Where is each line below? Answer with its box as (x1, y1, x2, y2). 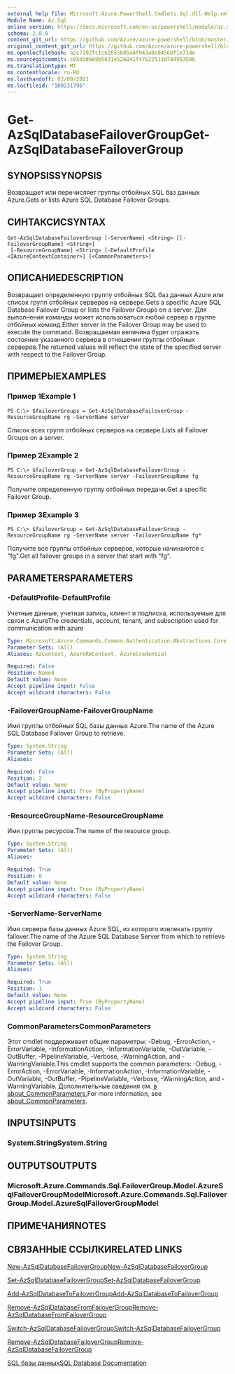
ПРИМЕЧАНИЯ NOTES (7, 1220, 106, 1232)
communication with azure (7, 624, 84, 632)
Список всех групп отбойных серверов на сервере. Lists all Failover (7, 425, 208, 434)
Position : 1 (7, 985, 42, 992)
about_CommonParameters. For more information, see (7, 1090, 162, 1098)
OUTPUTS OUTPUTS (7, 1160, 97, 1172)
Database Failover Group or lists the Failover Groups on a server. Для (7, 305, 207, 314)
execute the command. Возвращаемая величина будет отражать (7, 327, 199, 336)
